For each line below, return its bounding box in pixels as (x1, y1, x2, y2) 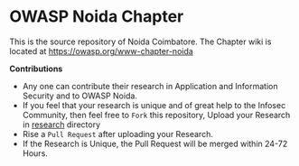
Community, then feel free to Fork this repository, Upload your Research (22, 109, 291, 120)
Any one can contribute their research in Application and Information (22, 80, 278, 91)
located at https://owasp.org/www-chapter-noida (9, 45, 194, 56)
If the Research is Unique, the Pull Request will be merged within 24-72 (22, 138, 288, 149)
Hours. (22, 147, 48, 159)
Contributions (9, 63, 63, 74)
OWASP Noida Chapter (9, 6, 184, 27)
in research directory (22, 119, 101, 130)
